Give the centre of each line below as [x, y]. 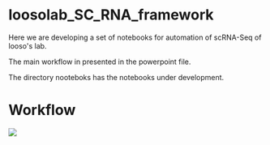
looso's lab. [28, 45]
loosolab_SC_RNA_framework [111, 15]
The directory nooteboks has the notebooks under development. [116, 77]
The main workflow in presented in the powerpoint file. [100, 62]
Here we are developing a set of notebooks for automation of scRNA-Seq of [135, 37]
